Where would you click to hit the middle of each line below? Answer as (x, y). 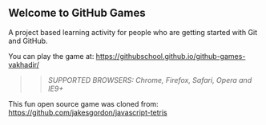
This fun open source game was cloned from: (83, 104)
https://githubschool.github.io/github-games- (171, 56)
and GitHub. (28, 41)
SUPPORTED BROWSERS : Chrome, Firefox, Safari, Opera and (150, 80)
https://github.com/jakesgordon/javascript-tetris (88, 112)
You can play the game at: (51, 56)
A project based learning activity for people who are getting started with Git (133, 32)
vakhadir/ (24, 64)
